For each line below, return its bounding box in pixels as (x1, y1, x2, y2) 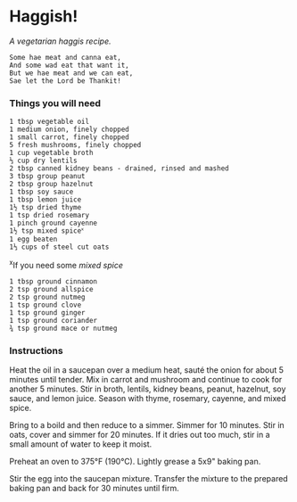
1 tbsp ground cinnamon (9, 276, 98, 286)
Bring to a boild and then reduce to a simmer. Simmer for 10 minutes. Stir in (9, 420, 285, 431)
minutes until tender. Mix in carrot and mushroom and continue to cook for (9, 374, 283, 385)
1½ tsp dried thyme (9, 203, 82, 212)
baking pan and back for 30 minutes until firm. (9, 483, 180, 494)
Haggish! (9, 6, 78, 27)
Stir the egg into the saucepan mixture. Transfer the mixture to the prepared (9, 473, 288, 484)
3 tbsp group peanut (9, 172, 87, 181)
